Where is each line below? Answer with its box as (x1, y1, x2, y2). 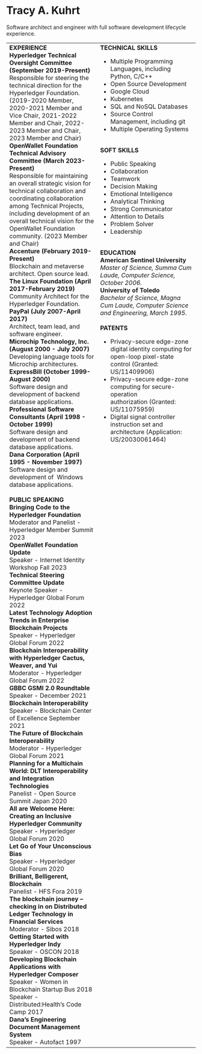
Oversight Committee (9, 58, 72, 67)
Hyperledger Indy (9, 940, 61, 948)
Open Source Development (110, 80, 187, 88)
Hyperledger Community (9, 819, 82, 827)
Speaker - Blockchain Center (9, 706, 92, 715)
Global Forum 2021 (9, 751, 65, 760)
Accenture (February (9, 246, 71, 255)
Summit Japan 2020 (9, 797, 67, 805)
